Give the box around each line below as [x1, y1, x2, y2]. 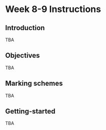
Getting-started [5, 107, 56, 116]
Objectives [5, 51, 40, 60]
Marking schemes [5, 79, 63, 88]
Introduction [5, 24, 45, 32]
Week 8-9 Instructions [5, 4, 101, 15]
